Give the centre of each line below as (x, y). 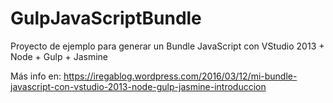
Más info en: (36, 76)
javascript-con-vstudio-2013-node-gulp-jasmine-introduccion (138, 86)
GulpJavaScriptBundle (106, 18)
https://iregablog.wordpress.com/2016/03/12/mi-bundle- (180, 76)
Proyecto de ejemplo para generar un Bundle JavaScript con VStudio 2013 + (167, 46)
